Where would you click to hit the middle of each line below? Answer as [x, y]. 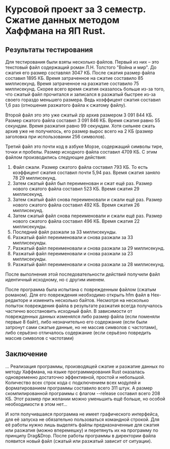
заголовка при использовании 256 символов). [56, 137]
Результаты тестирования [49, 50]
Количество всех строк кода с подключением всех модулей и [73, 382]
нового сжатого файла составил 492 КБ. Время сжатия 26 [76, 205]
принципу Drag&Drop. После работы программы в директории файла [81, 435]
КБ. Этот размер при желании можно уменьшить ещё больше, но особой [85, 399]
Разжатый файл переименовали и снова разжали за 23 [73, 253]
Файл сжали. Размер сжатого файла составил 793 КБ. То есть [80, 167]
